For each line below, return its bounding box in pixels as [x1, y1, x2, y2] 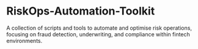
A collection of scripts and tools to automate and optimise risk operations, [6, 24, 193, 31]
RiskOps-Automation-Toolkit [6, 4, 155, 18]
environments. [6, 37, 43, 44]
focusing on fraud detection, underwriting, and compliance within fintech [6, 30, 191, 38]
